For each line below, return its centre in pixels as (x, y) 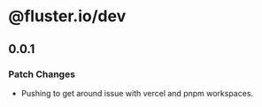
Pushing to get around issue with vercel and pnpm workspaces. (137, 93)
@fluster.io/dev (67, 16)
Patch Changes (42, 74)
